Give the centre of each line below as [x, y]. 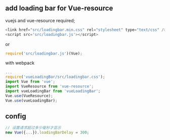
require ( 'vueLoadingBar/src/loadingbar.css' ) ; [55, 77]
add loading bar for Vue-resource [59, 8]
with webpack [20, 63]
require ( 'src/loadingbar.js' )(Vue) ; [44, 53]
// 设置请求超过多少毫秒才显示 [33, 128]
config [16, 116]
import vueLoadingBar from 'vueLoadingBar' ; [53, 91]
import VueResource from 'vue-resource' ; [50, 86]
